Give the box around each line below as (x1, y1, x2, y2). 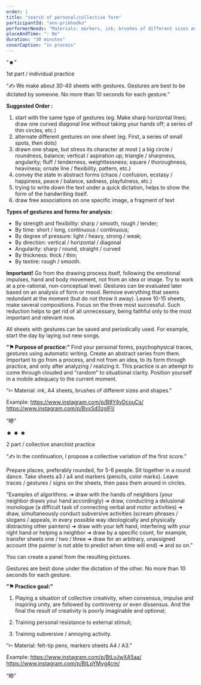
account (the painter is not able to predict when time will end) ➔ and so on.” (6, 541, 193, 549)
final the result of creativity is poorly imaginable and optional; (14, 607, 166, 614)
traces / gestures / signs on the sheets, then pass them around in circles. (6, 479, 187, 486)
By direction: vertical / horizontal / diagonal (14, 239, 121, 246)
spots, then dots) (14, 139, 57, 147)
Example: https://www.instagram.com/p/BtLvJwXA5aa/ (6, 653, 142, 660)
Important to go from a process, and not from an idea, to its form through (6, 356, 187, 363)
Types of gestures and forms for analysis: (6, 208, 112, 215)
